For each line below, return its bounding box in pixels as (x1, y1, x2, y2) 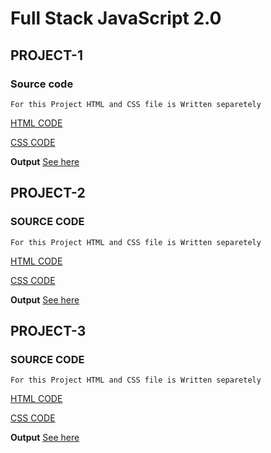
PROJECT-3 (10, 322, 87, 339)
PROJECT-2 (10, 185, 86, 202)
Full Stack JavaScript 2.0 (10, 7, 222, 30)
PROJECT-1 (10, 47, 83, 64)
